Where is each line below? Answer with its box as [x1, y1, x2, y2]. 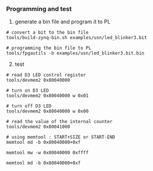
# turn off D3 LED [6, 103, 52, 109]
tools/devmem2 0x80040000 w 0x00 [6, 108, 89, 114]
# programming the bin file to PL [6, 45, 92, 51]
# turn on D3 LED [6, 88, 49, 93]
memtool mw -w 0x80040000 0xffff [6, 150, 89, 156]
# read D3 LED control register [6, 72, 86, 78]
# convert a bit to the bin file [6, 30, 89, 36]
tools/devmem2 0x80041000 [6, 124, 70, 130]
